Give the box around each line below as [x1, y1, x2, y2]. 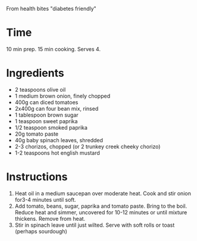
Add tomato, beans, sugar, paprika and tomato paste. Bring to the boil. [14, 202, 187, 209]
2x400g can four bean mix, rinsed [14, 105, 99, 112]
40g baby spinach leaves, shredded [14, 136, 103, 143]
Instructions [6, 170, 68, 184]
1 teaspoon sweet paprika [14, 117, 78, 124]
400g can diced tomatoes [14, 98, 79, 106]
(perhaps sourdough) [14, 227, 67, 234]
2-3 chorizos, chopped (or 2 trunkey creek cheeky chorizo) [14, 143, 161, 150]
